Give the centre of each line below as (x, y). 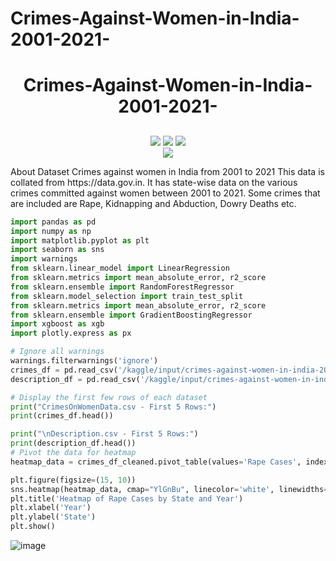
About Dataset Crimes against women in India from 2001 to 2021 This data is (167, 171)
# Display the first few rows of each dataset (109, 397)
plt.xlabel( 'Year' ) (51, 508)
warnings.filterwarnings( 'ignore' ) (84, 361)
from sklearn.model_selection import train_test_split (127, 296)
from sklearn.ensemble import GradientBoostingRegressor (131, 315)
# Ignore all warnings (57, 352)
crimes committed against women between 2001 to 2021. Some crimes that (165, 193)
